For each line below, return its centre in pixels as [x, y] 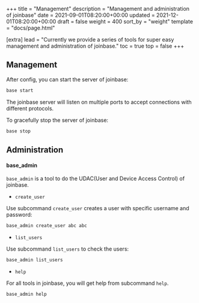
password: [19, 215]
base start [20, 90]
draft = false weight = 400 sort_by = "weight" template [125, 21]
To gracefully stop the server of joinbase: [57, 120]
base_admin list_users [35, 260]
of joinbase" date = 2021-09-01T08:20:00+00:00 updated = [81, 15]
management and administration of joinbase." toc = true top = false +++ [95, 46]
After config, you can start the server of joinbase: [67, 79]
